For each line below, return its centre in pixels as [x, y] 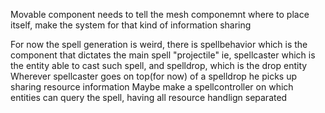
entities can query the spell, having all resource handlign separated [149, 97]
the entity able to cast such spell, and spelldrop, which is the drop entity [159, 65]
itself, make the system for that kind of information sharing [131, 25]
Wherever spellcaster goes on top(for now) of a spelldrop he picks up [154, 76]
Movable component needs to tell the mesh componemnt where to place [160, 14]
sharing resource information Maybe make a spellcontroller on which [152, 87]
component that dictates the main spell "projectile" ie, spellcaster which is [163, 55]
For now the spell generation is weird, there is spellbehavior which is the [159, 44]
